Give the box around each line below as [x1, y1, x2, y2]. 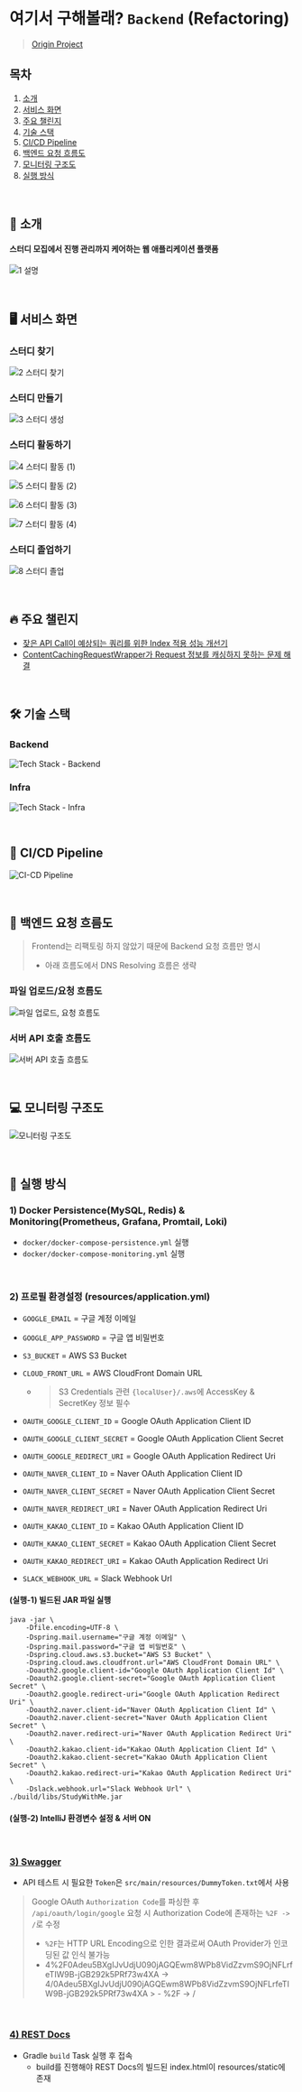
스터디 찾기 [9, 345, 55, 357]
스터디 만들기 [9, 392, 63, 404]
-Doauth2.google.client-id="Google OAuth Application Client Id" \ [25, 1666, 284, 1675]
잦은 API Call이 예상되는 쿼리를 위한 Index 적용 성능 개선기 [22, 637, 228, 648]
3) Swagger [9, 1856, 61, 1868]
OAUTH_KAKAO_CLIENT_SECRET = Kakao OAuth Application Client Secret [22, 1538, 277, 1549]
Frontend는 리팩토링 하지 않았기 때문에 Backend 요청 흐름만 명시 [31, 940, 261, 952]
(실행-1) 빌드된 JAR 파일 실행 [9, 1595, 112, 1606]
